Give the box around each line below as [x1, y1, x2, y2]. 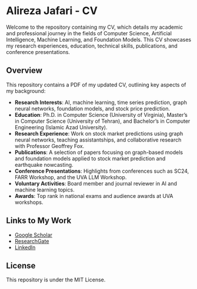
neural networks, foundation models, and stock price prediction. [14, 105, 171, 112]
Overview [6, 66, 43, 76]
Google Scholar [14, 231, 53, 238]
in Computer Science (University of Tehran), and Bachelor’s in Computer [14, 117, 191, 125]
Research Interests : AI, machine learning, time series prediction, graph [14, 99, 187, 106]
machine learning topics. [14, 186, 75, 193]
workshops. [14, 199, 44, 206]
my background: [6, 87, 46, 95]
